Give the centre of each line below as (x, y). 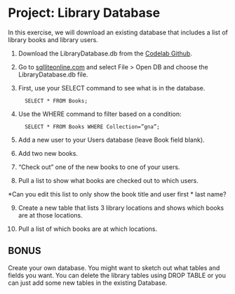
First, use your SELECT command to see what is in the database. (112, 88)
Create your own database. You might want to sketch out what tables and (114, 267)
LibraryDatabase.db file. (53, 74)
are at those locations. (50, 215)
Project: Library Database (84, 13)
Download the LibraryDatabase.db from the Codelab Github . (105, 53)
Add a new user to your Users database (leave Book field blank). (112, 140)
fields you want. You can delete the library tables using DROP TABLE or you (117, 275)
